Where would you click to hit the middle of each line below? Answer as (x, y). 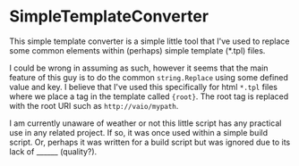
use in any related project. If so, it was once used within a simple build (139, 132)
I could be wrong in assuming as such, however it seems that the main (139, 68)
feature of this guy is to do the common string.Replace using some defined (149, 77)
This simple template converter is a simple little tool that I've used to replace (149, 41)
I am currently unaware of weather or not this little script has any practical (145, 123)
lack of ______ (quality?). (53, 151)
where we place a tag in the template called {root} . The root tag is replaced (149, 96)
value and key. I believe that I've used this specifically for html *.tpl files (143, 87)
